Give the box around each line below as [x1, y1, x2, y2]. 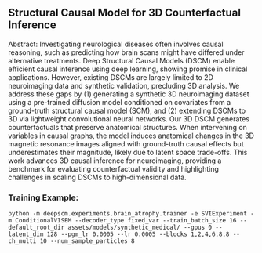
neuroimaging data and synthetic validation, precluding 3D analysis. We [8, 81, 240, 90]
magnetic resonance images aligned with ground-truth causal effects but [8, 139, 245, 148]
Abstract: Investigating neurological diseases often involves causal [8, 39, 224, 49]
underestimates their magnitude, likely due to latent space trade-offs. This [8, 147, 248, 157]
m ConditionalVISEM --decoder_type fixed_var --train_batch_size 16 [8, 217, 237, 225]
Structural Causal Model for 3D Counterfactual [8, 6, 242, 20]
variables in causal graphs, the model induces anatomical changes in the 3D [8, 131, 255, 140]
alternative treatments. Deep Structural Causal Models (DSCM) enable [8, 56, 235, 65]
